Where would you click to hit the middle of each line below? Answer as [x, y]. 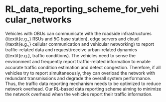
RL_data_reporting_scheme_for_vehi [82, 9]
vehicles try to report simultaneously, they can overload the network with [80, 73]
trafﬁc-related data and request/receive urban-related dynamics [71, 50]
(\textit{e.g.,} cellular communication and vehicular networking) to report [80, 44]
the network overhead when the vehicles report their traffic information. [79, 94]
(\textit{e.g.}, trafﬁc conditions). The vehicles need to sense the [71, 55]
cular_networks [38, 20]
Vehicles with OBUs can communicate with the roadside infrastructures [79, 33]
